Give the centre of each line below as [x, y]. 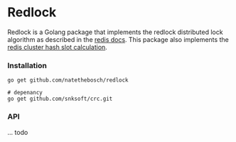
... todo [18, 132]
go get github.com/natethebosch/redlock [68, 80]
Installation [27, 65]
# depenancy [25, 93]
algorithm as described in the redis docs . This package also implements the [118, 39]
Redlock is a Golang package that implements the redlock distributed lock [115, 32]
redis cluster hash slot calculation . [58, 47]
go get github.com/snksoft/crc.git [60, 99]
